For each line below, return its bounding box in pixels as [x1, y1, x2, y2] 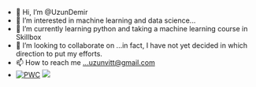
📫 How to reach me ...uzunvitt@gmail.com [15, 58, 155, 67]
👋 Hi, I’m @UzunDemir [15, 8, 88, 16]
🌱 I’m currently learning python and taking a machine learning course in [15, 24, 248, 33]
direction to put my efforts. [15, 49, 102, 58]
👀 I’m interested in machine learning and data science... [15, 16, 196, 25]
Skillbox [15, 32, 42, 42]
